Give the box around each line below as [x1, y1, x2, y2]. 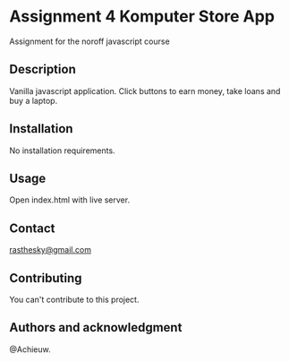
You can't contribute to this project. [9, 294, 140, 305]
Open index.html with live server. [9, 194, 131, 205]
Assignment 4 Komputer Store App [9, 6, 276, 27]
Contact [9, 220, 55, 236]
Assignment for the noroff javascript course [9, 36, 170, 47]
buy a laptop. [9, 95, 58, 106]
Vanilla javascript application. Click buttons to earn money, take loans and [9, 85, 281, 96]
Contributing [9, 271, 82, 286]
